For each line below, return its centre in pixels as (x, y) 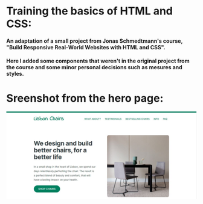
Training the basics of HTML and (90, 11)
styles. (15, 74)
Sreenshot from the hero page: (85, 98)
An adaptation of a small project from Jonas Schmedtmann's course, (95, 41)
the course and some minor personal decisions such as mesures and (94, 67)
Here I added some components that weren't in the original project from (98, 61)
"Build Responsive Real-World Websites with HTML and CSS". (86, 47)
